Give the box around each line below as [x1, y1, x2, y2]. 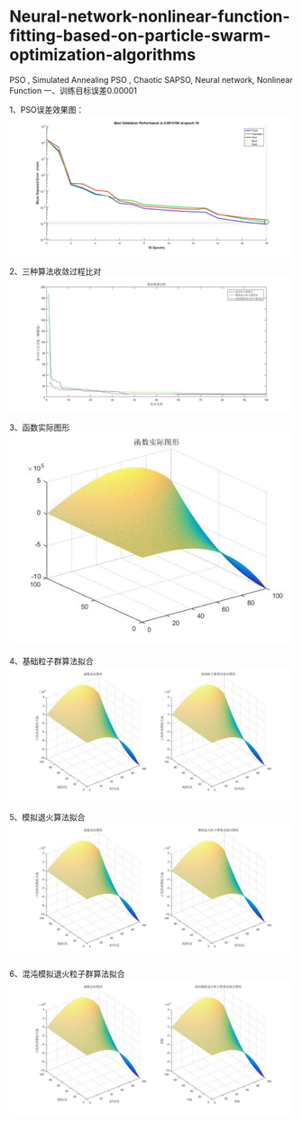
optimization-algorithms [9, 45, 197, 65]
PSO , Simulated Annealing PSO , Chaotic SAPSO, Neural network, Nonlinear [9, 74, 293, 85]
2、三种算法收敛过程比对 [9, 266, 102, 277]
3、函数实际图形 [9, 422, 70, 433]
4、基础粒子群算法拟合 [9, 656, 95, 667]
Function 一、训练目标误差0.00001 [9, 85, 138, 96]
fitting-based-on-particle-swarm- [9, 25, 271, 46]
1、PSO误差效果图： [9, 104, 85, 114]
